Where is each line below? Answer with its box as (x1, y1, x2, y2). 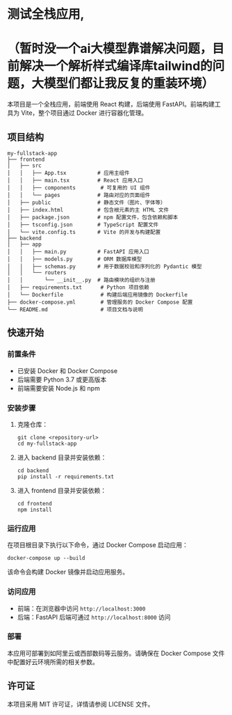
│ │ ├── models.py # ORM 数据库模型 (7, 256, 142, 262)
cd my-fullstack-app (17, 440, 77, 447)
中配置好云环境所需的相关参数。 (7, 657, 99, 666)
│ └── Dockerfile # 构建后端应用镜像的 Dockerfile (7, 291, 188, 298)
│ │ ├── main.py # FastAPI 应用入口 (7, 248, 149, 255)
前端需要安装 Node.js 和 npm (17, 384, 101, 392)
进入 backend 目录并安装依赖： (17, 453, 107, 462)
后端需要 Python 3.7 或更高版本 (17, 375, 107, 384)
